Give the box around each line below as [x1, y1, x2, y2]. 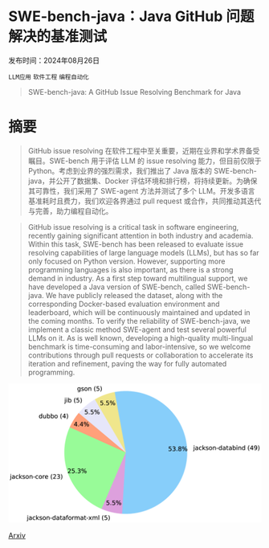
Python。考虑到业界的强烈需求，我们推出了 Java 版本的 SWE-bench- [27, 166, 257, 175]
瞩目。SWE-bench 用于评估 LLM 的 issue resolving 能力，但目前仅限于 [27, 156, 262, 166]
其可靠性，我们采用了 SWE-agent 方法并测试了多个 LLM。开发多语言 [27, 186, 255, 195]
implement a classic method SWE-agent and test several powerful [27, 325, 247, 334]
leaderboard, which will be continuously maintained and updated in [27, 307, 251, 317]
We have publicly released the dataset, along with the [45, 290, 223, 300]
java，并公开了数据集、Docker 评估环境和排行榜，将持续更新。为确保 [27, 176, 258, 186]
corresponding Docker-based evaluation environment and [27, 299, 220, 309]
